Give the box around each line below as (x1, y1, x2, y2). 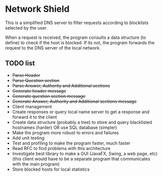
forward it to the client (12, 114, 57, 120)
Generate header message (12, 88, 66, 94)
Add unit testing (12, 135, 45, 141)
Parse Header (12, 72, 40, 78)
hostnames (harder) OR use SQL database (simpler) (12, 124, 117, 130)
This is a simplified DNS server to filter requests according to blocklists (5, 20, 149, 26)
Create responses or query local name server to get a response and (12, 109, 150, 115)
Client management (12, 103, 53, 109)
